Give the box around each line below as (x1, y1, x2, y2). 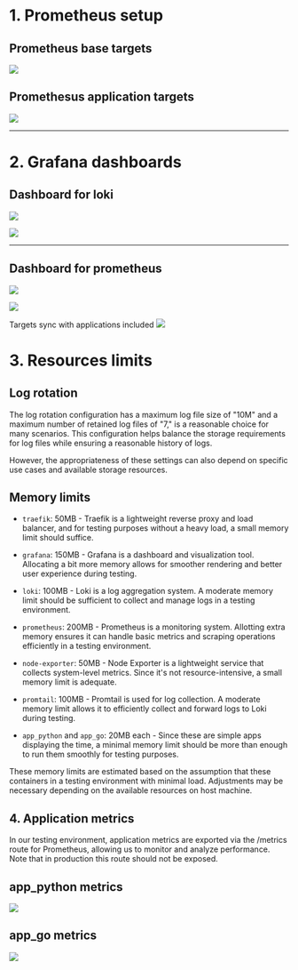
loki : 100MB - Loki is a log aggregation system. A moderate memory (21, 586, 273, 597)
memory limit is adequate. (21, 677, 117, 687)
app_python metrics (9, 879, 123, 894)
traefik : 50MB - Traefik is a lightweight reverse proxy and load (21, 513, 254, 525)
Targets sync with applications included (9, 319, 154, 330)
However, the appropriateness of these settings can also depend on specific (9, 454, 288, 465)
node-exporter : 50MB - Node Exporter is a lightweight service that (21, 658, 264, 669)
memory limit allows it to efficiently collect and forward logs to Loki (21, 703, 268, 714)
